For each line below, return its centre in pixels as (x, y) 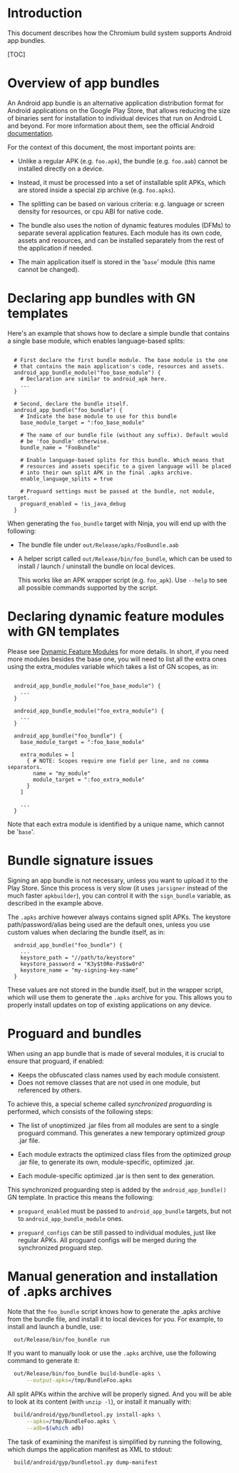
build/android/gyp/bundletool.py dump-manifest (86, 1462)
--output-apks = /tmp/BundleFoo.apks (79, 1381)
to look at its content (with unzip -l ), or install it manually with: (100, 1402)
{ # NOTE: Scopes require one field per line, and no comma (117, 761)
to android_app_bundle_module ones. (70, 1218)
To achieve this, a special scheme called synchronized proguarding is (110, 1104)
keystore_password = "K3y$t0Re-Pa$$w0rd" (82, 964)
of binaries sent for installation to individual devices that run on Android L (115, 118)
